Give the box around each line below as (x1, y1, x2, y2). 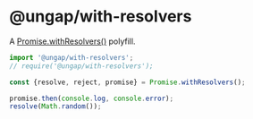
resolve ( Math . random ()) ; (9, 102, 102, 111)
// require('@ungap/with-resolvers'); (9, 61, 154, 71)
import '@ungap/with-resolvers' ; (9, 53, 134, 62)
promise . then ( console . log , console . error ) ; (9, 94, 174, 103)
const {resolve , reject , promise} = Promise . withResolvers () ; (9, 78, 246, 87)
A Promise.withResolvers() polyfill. (9, 36, 136, 47)
